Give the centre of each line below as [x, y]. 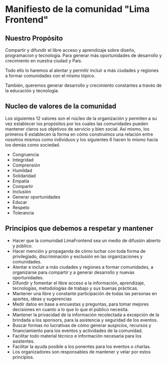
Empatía [21, 181]
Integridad [23, 160]
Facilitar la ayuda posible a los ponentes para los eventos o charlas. [82, 346]
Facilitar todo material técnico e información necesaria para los [77, 336]
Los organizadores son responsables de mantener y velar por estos [81, 352]
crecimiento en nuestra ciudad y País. [44, 61]
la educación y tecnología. [32, 91]
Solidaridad [24, 176]
